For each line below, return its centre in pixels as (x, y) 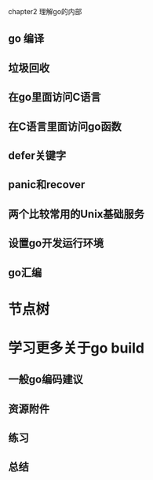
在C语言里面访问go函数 (65, 126)
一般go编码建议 (46, 380)
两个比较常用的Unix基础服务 (76, 214)
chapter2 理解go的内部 (45, 11)
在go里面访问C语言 (55, 97)
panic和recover (47, 185)
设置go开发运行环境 (56, 244)
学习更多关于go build (76, 348)
